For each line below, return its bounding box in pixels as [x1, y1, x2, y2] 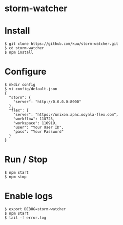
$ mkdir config [4, 82, 36, 87]
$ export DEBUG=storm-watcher [4, 206, 66, 211]
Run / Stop [4, 154, 48, 165]
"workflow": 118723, [13, 117, 55, 122]
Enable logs [4, 191, 53, 202]
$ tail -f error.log [4, 215, 47, 220]
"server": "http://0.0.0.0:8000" [13, 100, 82, 104]
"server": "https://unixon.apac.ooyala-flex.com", [13, 112, 119, 117]
